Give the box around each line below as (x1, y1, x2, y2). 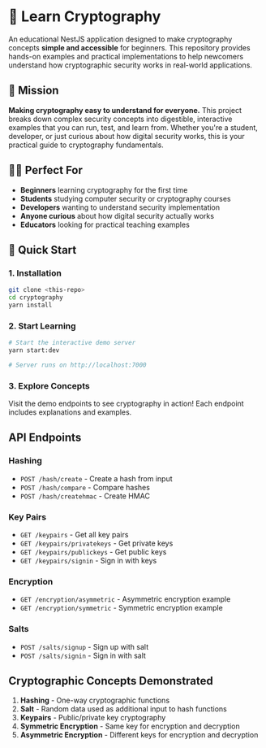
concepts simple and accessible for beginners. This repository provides (8, 42, 251, 52)
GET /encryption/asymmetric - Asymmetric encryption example (19, 594, 231, 604)
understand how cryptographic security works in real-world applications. (8, 60, 253, 70)
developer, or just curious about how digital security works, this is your (8, 131, 245, 141)
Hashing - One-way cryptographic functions (19, 695, 170, 706)
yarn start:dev (8, 346, 60, 354)
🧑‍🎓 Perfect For (8, 163, 84, 177)
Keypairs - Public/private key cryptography (19, 713, 166, 723)
